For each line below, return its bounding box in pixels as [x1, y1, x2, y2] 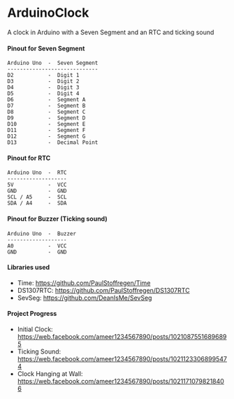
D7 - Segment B [7, 103, 86, 110]
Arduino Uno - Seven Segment [7, 59, 98, 67]
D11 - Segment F [7, 127, 86, 134]
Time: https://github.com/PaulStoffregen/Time [17, 278, 151, 287]
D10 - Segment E [7, 121, 86, 128]
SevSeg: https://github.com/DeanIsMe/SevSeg [17, 293, 152, 302]
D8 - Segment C [7, 108, 86, 116]
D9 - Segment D [7, 115, 86, 122]
